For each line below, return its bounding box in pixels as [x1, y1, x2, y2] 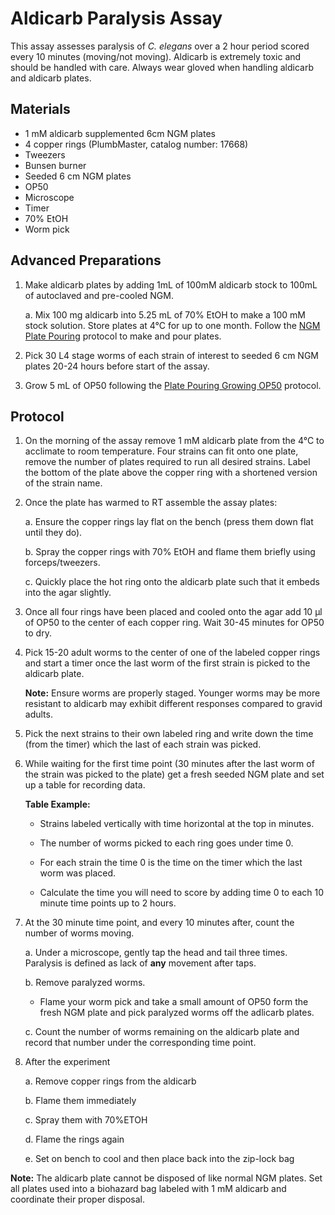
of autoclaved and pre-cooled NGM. [24, 289, 174, 301]
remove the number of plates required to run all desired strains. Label [24, 456, 311, 468]
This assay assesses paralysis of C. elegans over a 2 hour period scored [10, 40, 310, 52]
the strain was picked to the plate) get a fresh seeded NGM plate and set [24, 768, 325, 781]
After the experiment [24, 1056, 111, 1068]
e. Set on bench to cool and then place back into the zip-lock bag [24, 1153, 295, 1165]
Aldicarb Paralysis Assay [10, 7, 223, 30]
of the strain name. [24, 477, 103, 489]
